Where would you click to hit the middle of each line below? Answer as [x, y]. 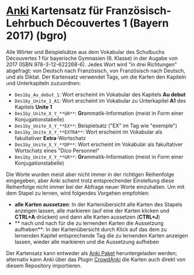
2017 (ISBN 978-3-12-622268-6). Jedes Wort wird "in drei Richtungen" [91, 64]
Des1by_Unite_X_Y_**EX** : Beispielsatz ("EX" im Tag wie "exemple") [96, 125]
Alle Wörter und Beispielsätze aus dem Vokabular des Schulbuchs [85, 52]
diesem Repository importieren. [44, 266]
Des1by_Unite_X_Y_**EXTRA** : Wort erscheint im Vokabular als [88, 132]
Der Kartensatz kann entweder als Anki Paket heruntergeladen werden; [92, 253]
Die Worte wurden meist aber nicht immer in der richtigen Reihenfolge [90, 174]
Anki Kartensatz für [55, 11]
